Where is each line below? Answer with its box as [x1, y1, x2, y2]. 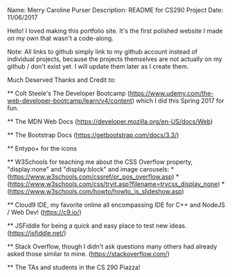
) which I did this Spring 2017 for [132, 96, 225, 105]
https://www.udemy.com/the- [129, 90, 214, 97]
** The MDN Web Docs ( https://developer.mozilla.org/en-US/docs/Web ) [7, 117, 213, 126]
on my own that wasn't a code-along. [7, 34, 114, 42]
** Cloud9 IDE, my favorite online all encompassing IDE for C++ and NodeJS [7, 201, 226, 209]
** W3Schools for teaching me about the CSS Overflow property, [7, 158, 193, 166]
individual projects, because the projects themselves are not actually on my [7, 55, 223, 63]
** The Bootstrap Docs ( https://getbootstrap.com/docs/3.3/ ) [7, 131, 179, 139]
